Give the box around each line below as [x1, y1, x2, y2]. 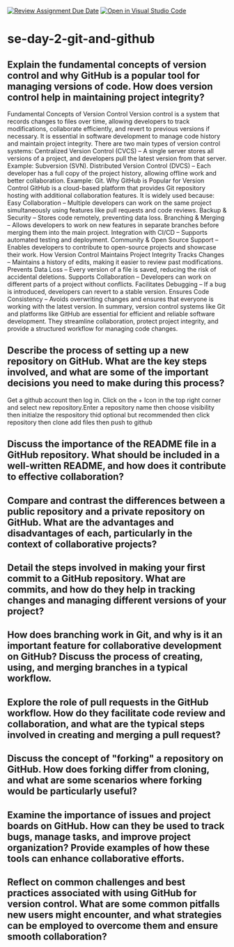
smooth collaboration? [7, 930, 107, 942]
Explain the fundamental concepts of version [7, 59, 207, 70]
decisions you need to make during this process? [7, 377, 225, 390]
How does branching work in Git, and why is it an [7, 629, 223, 641]
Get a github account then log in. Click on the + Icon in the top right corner [7, 396, 221, 404]
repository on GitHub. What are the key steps [7, 355, 208, 367]
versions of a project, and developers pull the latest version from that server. [7, 154, 227, 162]
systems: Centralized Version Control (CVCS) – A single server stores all [7, 147, 214, 155]
